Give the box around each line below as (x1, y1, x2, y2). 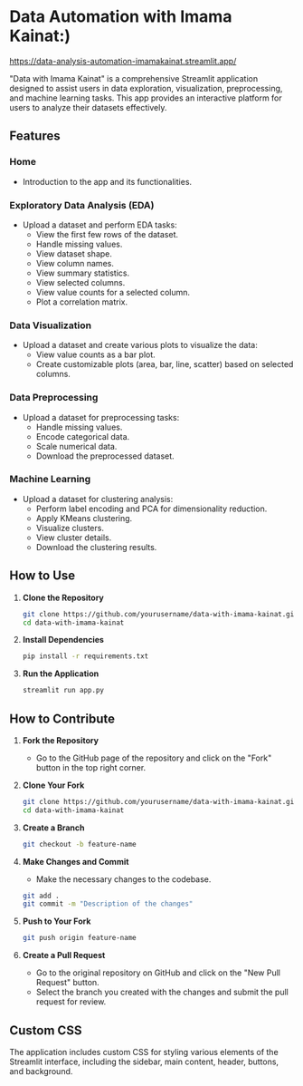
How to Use (9, 568, 76, 584)
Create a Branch (22, 822, 85, 833)
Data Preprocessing (9, 392, 99, 404)
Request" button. (35, 977, 99, 988)
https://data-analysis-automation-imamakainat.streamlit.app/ (9, 55, 237, 66)
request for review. (35, 996, 107, 1007)
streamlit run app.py (22, 686, 104, 695)
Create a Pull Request (22, 950, 106, 961)
